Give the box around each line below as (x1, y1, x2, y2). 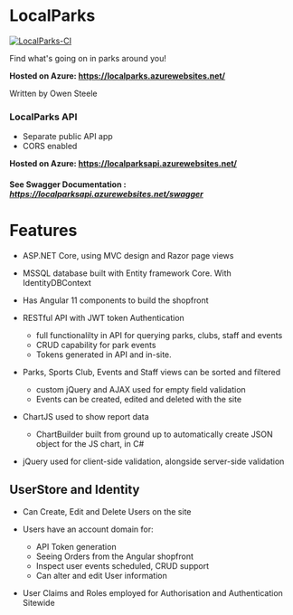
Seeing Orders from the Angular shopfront (35, 551, 194, 562)
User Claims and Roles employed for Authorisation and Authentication (22, 587, 283, 598)
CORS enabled (22, 141, 78, 152)
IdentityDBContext (22, 277, 92, 288)
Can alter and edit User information (35, 570, 167, 581)
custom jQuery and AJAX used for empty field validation (35, 383, 246, 394)
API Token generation (35, 541, 117, 552)
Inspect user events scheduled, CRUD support (35, 560, 210, 571)
